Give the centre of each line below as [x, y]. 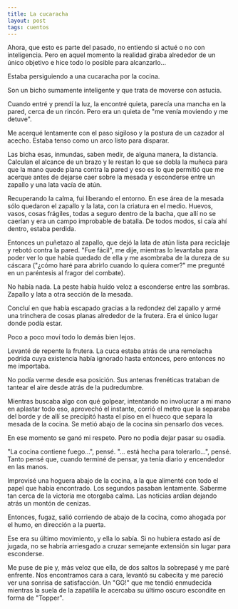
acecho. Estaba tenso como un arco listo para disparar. [88, 140]
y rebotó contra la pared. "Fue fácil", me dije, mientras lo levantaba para [113, 250]
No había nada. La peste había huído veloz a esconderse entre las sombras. [119, 287]
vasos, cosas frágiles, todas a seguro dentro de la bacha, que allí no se [112, 214]
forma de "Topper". [36, 598]
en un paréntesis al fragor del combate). [67, 273]
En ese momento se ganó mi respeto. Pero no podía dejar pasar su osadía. [117, 438]
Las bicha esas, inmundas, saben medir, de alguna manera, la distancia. [113, 155]
